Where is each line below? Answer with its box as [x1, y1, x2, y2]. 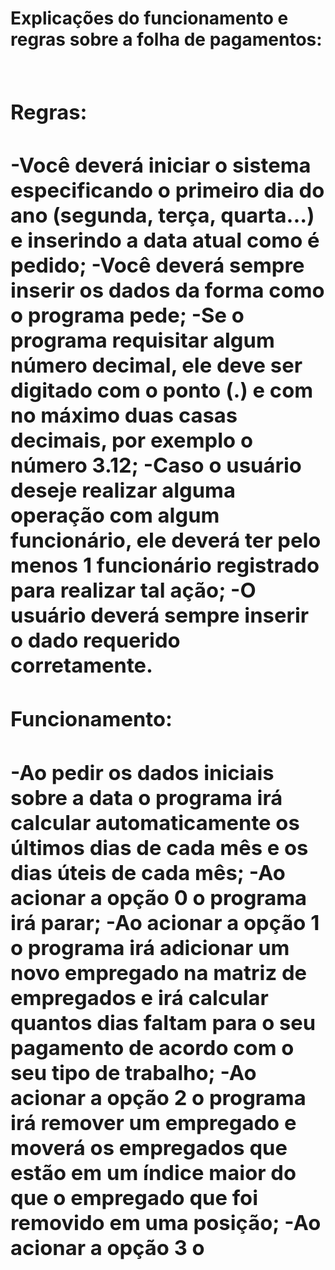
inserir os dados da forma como [10, 277, 325, 304]
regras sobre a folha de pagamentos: [10, 28, 323, 51]
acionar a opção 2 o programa [10, 1085, 307, 1111]
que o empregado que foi [10, 1185, 259, 1211]
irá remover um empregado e [10, 1110, 297, 1136]
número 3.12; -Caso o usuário [10, 452, 302, 479]
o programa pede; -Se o [10, 302, 245, 329]
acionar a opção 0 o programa [10, 885, 308, 911]
